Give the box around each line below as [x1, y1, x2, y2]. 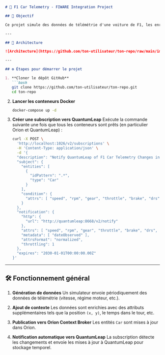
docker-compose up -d [12, 108, 56, 113]
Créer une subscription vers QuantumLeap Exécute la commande [12, 117, 148, 122]
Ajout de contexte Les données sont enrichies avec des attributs [12, 304, 144, 310]
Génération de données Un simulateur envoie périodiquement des [12, 290, 147, 296]
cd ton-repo [11, 89, 36, 94]
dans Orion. [12, 325, 36, 330]
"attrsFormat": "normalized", [21, 237, 83, 242]
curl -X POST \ [12, 137, 44, 142]
